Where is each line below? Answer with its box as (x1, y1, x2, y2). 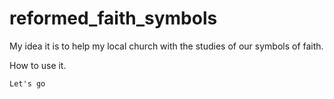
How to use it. (9, 59, 67, 71)
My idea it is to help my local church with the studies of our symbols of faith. (9, 40, 324, 52)
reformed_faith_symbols (9, 7, 218, 30)
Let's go (9, 78, 46, 89)
